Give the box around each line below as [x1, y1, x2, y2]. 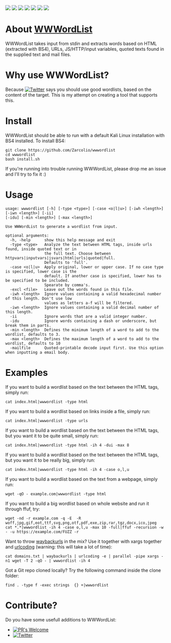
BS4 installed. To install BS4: [5, 138, 66, 144]
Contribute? [5, 599, 58, 611]
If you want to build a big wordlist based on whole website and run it [5, 500, 149, 506]
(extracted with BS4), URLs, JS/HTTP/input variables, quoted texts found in [5, 46, 164, 52]
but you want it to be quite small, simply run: [5, 432, 99, 439]
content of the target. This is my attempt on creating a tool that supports [5, 91, 158, 98]
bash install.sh [5, 157, 40, 162]
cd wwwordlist [5, 152, 36, 157]
